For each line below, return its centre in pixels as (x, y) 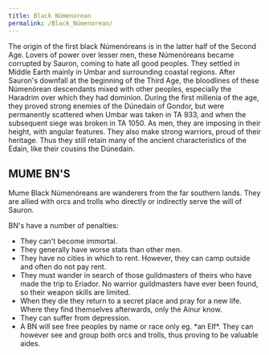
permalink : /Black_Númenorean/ (61, 23)
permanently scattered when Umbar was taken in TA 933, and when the (127, 114)
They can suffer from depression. (75, 318)
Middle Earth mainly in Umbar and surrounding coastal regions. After (122, 71)
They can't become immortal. (69, 241)
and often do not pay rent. (63, 267)
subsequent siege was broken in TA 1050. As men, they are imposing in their (134, 123)
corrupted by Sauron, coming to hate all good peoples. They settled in (124, 63)
